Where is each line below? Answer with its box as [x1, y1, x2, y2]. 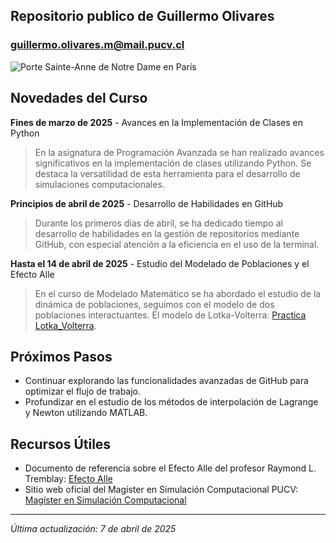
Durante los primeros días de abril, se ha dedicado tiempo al [34, 217, 283, 229]
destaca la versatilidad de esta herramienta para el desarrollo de [34, 167, 301, 179]
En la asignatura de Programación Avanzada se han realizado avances [34, 146, 325, 158]
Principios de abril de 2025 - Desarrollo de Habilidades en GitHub [10, 197, 284, 209]
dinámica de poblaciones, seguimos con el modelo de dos [34, 298, 275, 310]
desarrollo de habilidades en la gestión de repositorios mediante [34, 227, 300, 239]
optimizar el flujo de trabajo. [24, 385, 142, 398]
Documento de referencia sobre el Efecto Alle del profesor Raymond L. [24, 462, 317, 474]
